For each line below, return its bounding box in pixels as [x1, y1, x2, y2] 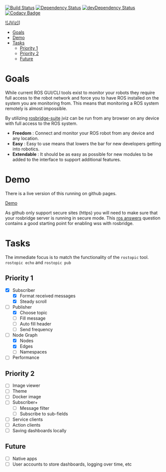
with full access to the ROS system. [5, 120, 78, 126]
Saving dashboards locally [12, 427, 67, 433]
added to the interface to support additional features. [12, 156, 121, 162]
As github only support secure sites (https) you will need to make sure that [5, 210, 158, 216]
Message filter [19, 405, 50, 411]
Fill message [19, 315, 46, 321]
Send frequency [19, 327, 53, 333]
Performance [12, 354, 40, 360]
